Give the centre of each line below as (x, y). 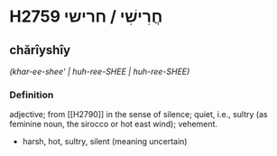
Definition (32, 95)
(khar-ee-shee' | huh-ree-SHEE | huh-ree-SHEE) (100, 71)
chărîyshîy (40, 50)
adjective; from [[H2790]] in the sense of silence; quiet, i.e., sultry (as (138, 115)
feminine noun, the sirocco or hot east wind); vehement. (114, 124)
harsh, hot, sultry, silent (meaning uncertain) (105, 142)
